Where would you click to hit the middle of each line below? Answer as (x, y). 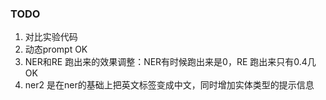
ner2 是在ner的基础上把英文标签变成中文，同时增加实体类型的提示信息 (169, 85)
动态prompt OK (56, 49)
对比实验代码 (51, 37)
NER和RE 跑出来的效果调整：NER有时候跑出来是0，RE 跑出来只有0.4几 (170, 62)
